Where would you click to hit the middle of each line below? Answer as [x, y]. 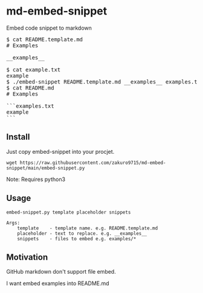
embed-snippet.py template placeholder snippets [69, 212]
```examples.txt [30, 106]
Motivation [27, 257]
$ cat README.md [30, 88]
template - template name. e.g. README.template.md [88, 228]
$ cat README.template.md [45, 39]
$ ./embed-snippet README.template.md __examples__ [85, 82]
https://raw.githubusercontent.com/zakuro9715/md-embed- [93, 163]
